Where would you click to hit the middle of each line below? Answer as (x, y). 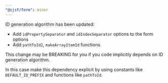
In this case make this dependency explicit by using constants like (74, 69)
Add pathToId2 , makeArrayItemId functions (56, 45)
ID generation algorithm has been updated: (50, 24)
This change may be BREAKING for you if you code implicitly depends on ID (84, 54)
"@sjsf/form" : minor (27, 10)
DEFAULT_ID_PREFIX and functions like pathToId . (54, 75)
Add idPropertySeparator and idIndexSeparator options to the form (83, 34)
